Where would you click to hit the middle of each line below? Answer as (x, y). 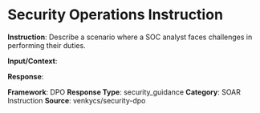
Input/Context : (32, 61)
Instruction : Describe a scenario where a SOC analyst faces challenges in (130, 37)
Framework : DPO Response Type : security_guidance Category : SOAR (124, 92)
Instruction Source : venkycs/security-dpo (77, 100)
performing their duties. (47, 45)
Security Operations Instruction (116, 15)
